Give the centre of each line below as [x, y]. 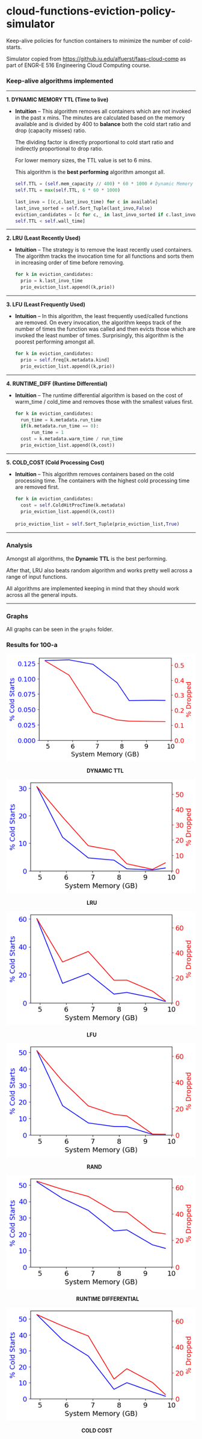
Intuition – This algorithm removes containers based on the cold [94, 474]
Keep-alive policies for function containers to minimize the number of [92, 40]
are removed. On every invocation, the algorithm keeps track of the [98, 323]
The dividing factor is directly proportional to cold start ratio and [94, 142]
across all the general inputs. [42, 595]
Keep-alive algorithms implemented [60, 81]
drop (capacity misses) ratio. [50, 130]
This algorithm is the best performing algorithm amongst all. [90, 172]
